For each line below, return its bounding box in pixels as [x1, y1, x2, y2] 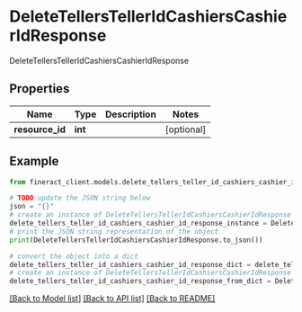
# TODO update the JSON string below [9, 193, 151, 203]
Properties [9, 81, 70, 96]
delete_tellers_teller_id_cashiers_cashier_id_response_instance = [9, 218, 268, 228]
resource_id [13, 123, 66, 136]
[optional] [164, 123, 207, 136]
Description [104, 108, 157, 120]
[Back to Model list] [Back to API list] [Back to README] [9, 293, 216, 304]
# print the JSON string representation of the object [9, 227, 219, 236]
